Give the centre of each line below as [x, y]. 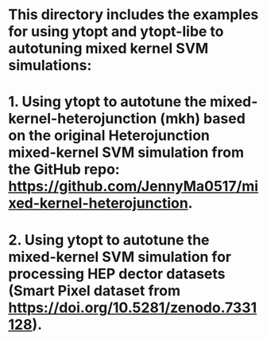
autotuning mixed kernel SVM [108, 49]
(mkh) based [203, 119]
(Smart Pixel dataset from [95, 290]
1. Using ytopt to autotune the [108, 102]
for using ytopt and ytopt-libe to [116, 31]
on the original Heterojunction [109, 136]
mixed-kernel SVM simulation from [126, 152]
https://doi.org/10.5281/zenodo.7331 [133, 307]
